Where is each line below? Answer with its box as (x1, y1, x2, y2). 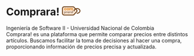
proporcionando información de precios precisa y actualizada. (6, 43, 157, 50)
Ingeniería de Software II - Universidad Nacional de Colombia (6, 24, 155, 32)
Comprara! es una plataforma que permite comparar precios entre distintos (6, 30, 188, 37)
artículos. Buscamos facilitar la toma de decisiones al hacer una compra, (6, 37, 182, 44)
